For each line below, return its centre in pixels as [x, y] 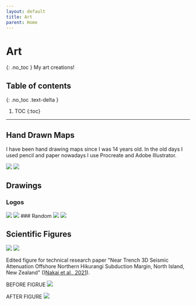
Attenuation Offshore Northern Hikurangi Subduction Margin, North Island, [95, 266]
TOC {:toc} [27, 111]
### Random [36, 216]
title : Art [19, 17]
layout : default [26, 11]
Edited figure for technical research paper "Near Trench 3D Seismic [87, 260]
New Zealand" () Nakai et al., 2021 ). [48, 273]
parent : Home [22, 22]
